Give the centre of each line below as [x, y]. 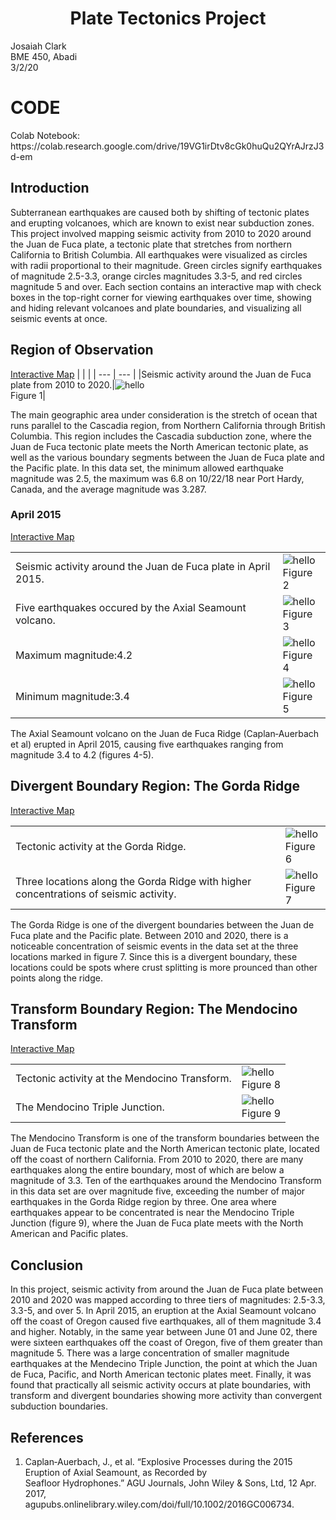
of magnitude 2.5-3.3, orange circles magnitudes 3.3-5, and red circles [156, 276]
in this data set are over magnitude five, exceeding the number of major [158, 1191]
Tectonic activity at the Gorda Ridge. [101, 846]
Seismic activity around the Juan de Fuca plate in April [143, 566]
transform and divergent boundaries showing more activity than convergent [166, 1396]
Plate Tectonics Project [168, 18]
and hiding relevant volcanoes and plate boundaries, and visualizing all [156, 308]
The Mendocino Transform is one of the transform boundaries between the [165, 1138]
